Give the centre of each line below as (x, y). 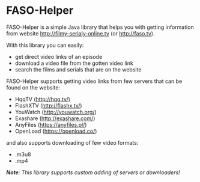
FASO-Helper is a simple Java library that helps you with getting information (100, 27)
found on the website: (33, 87)
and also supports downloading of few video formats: (72, 142)
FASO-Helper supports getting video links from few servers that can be (94, 81)
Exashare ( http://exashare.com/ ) (55, 118)
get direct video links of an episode (59, 56)
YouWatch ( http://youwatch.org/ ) (56, 112)
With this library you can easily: (45, 45)
